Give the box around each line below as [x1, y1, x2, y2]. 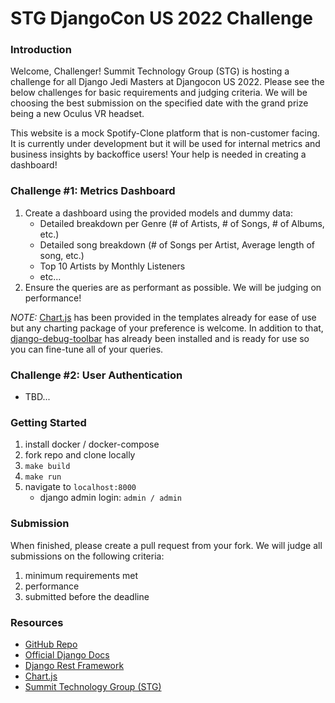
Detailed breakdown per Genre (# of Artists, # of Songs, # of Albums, [39, 217, 325, 229]
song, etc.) [39, 249, 85, 261]
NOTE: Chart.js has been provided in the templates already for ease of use [10, 311, 317, 323]
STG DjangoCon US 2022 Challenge [10, 7, 313, 30]
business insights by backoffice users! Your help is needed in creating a [10, 148, 307, 161]
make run [24, 472, 62, 482]
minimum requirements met [24, 569, 138, 581]
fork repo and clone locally [24, 449, 136, 461]
